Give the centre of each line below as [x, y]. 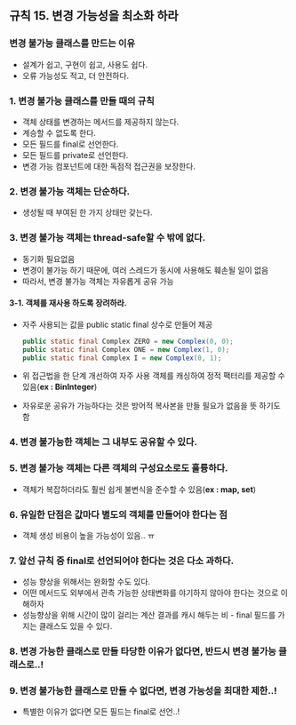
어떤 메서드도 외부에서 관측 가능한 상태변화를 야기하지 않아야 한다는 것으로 [150, 593]
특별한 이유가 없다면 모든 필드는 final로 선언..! [101, 712]
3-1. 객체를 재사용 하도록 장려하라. [68, 303]
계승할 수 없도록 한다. [59, 132]
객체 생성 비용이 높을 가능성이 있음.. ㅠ [88, 535]
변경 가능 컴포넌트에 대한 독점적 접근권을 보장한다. [108, 166]
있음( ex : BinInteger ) [60, 387]
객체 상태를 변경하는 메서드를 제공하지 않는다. [100, 122]
